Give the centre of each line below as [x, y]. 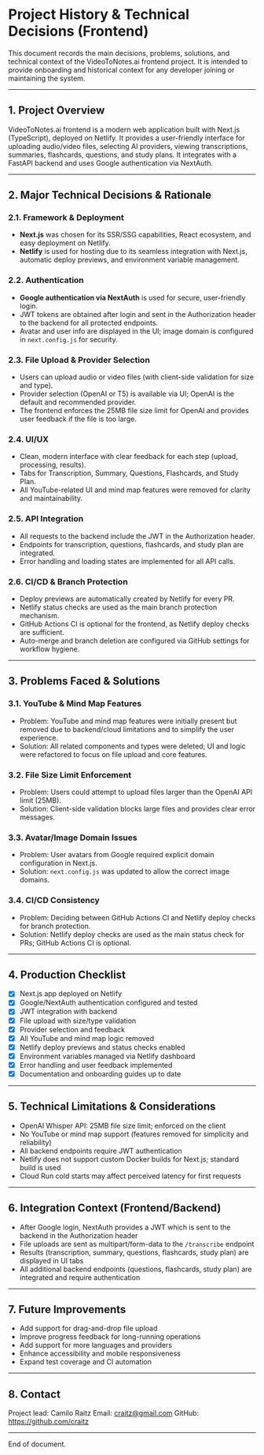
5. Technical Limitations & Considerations [112, 1107]
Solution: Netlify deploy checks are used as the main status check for [132, 934]
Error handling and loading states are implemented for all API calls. [127, 561]
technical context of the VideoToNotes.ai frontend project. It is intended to [128, 62]
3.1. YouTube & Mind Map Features [75, 703]
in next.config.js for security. [68, 339]
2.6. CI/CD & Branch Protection [68, 581]
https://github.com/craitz [48, 1422]
